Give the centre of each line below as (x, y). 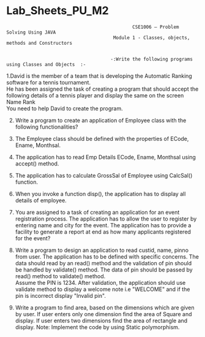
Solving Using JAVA (31, 32)
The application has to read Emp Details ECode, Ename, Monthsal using (105, 157)
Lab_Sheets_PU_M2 (58, 11)
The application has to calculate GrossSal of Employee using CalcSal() (104, 175)
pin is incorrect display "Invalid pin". (60, 295)
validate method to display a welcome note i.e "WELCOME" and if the (102, 289)
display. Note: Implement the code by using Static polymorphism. (97, 327)
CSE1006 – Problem (156, 27)
